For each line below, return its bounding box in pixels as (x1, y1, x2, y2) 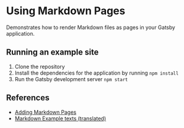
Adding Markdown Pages (14, 108, 77, 116)
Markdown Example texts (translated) (14, 114, 106, 122)
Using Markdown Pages (6, 4, 125, 18)
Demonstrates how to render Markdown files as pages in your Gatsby (6, 24, 176, 31)
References (6, 93, 50, 103)
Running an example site (6, 47, 99, 57)
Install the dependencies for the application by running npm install (14, 69, 179, 76)
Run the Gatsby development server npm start (14, 75, 128, 82)
